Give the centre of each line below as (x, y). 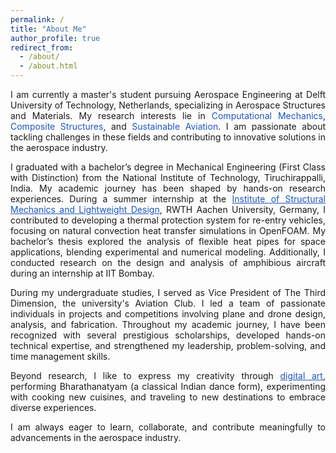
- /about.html (48, 66)
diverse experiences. (53, 407)
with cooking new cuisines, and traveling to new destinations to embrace (168, 397)
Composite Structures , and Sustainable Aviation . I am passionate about (168, 126)
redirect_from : (42, 47)
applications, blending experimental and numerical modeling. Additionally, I (168, 252)
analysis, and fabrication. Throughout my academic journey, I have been (168, 324)
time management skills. (60, 356)
